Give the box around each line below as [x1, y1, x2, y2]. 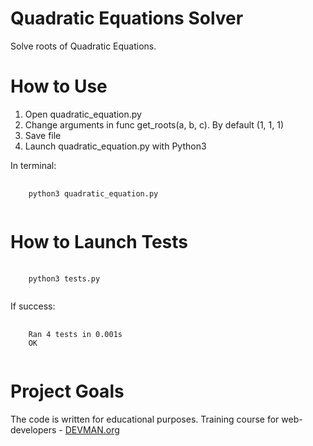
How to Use [10, 75, 108, 98]
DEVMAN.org [64, 423, 120, 436]
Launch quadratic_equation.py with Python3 [24, 140, 207, 152]
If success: [10, 300, 56, 312]
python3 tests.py [28, 273, 101, 284]
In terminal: [10, 159, 57, 171]
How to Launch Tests [10, 231, 189, 254]
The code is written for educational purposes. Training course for [10, 413, 280, 425]
